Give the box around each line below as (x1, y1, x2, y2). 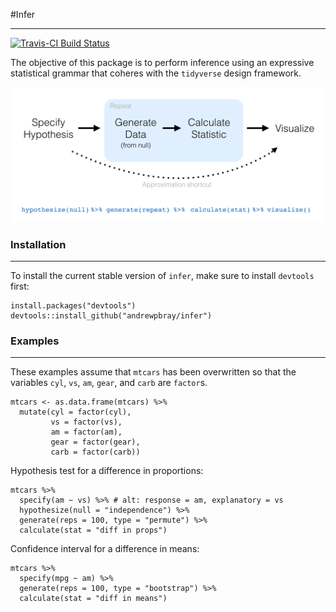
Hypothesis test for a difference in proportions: (10, 465, 204, 477)
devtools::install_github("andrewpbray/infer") (10, 310, 213, 321)
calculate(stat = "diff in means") (19, 594, 168, 604)
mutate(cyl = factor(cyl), (19, 407, 132, 418)
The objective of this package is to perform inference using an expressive (10, 57, 315, 68)
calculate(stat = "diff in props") (19, 525, 168, 536)
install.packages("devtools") (10, 300, 137, 311)
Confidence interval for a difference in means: (10, 543, 200, 555)
